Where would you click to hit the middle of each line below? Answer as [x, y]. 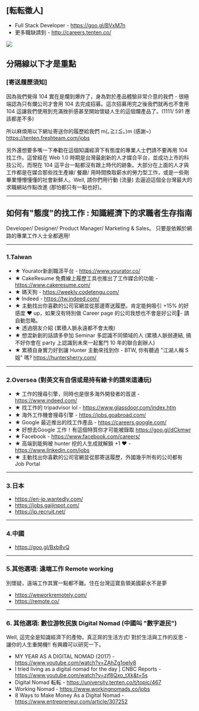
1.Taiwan [19, 257]
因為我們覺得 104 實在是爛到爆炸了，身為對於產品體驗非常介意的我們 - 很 [95, 96]
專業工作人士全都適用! [43, 236]
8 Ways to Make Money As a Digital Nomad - [69, 696]
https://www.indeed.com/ [46, 400]
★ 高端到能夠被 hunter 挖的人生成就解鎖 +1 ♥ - [73, 443]
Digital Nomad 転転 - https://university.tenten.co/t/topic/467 [88, 683]
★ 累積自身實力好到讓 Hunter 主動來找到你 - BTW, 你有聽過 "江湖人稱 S [102, 350]
